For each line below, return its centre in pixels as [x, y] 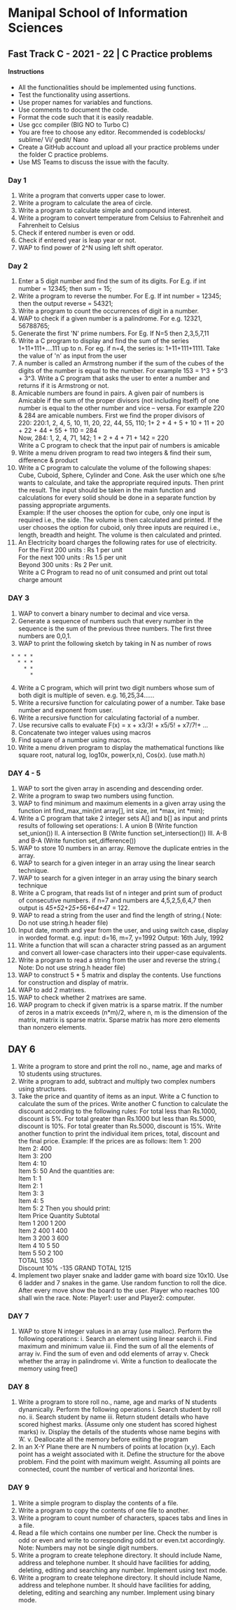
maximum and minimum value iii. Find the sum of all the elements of [116, 1346]
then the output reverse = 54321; [65, 304]
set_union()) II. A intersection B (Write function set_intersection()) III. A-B [123, 833]
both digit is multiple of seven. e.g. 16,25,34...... [86, 695]
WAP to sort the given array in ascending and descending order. [111, 788]
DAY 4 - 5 [25, 773]
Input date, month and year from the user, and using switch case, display [123, 930]
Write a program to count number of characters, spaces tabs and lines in [123, 1518]
